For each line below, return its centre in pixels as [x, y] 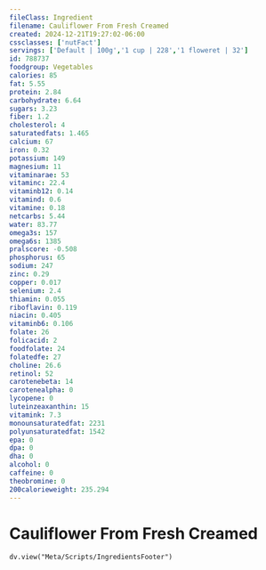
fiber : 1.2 [29, 117]
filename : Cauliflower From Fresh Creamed [89, 26]
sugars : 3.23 [33, 109]
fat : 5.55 [28, 84]
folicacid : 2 [33, 340]
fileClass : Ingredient [51, 17]
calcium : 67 [31, 142]
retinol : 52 [31, 374]
